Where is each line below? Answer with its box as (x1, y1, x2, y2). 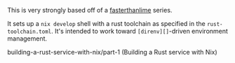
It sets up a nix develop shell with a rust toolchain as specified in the (7, 20, 206, 27)
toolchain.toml (7, 28, 52, 35)
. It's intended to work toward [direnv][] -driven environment (51, 27, 228, 35)
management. (7, 34, 48, 43)
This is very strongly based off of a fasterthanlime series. (7, 6, 173, 14)
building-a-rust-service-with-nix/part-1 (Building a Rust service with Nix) (7, 48, 217, 56)
